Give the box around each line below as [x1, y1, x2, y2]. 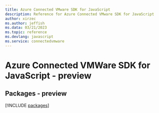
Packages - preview [5, 90, 67, 98]
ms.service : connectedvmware [5, 39, 65, 44]
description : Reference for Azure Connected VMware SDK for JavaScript [5, 12, 154, 17]
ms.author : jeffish [5, 20, 45, 26]
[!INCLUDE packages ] [5, 102, 49, 108]
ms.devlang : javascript [5, 35, 54, 39]
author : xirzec [5, 16, 36, 21]
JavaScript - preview [5, 70, 92, 81]
